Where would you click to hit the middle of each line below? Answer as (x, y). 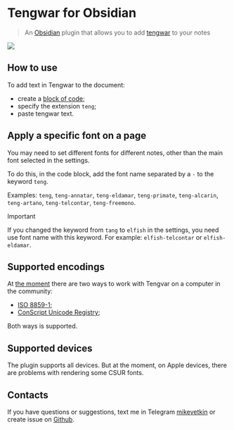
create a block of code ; (51, 98)
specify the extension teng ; (57, 106)
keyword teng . (28, 181)
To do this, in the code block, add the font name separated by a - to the (111, 173)
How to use (32, 68)
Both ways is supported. (43, 326)
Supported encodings (56, 267)
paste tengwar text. (46, 113)
